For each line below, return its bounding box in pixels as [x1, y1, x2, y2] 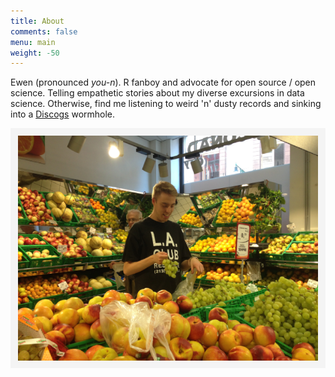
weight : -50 [10, 48, 60, 58]
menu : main [10, 37, 56, 47]
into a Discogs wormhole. [10, 108, 116, 120]
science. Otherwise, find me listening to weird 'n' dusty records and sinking [10, 98, 322, 110]
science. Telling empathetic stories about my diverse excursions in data [10, 87, 305, 99]
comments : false [10, 26, 78, 37]
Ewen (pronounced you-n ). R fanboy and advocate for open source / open [10, 76, 317, 89]
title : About [10, 16, 65, 26]
